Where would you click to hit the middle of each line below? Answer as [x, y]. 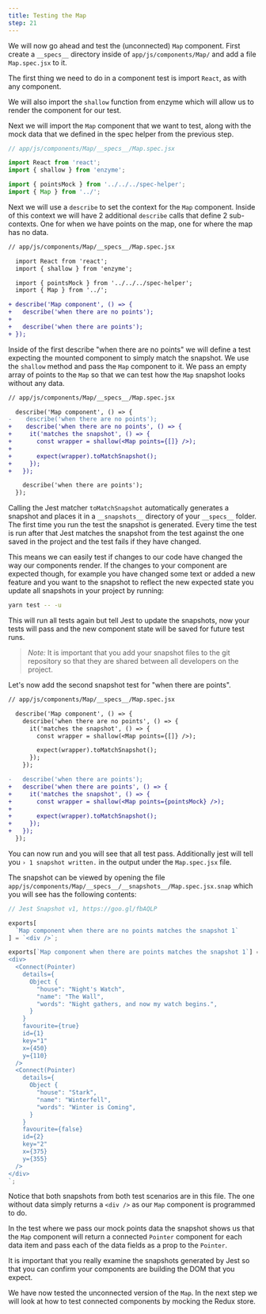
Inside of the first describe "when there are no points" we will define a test [129, 349]
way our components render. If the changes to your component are [118, 565]
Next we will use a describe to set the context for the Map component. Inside [132, 206]
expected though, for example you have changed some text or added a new [132, 574]
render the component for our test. [65, 110]
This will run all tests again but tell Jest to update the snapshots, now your [129, 620]
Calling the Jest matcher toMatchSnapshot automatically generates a [119, 508]
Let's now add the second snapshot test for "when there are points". [120, 685]
